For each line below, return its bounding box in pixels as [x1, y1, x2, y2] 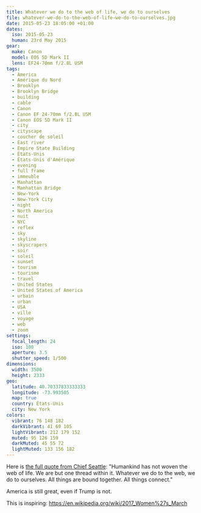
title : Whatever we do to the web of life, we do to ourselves [6, 9, 171, 15]
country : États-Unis [12, 401, 64, 407]
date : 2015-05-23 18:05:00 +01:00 [6, 20, 94, 26]
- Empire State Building [12, 145, 75, 151]
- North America [12, 208, 53, 214]
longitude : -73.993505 [12, 389, 69, 396]
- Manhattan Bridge [12, 185, 62, 191]
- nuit [12, 213, 29, 220]
